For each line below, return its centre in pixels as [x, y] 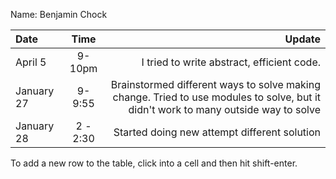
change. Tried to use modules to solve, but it [216, 97]
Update [302, 39]
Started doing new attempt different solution [217, 132]
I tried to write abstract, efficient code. [231, 62]
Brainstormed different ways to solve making [215, 84]
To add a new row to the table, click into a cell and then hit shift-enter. [154, 163]
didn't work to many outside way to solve [224, 109]
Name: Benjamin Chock [59, 14]
